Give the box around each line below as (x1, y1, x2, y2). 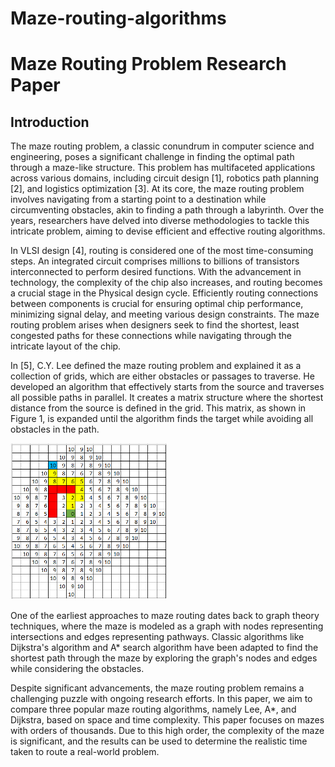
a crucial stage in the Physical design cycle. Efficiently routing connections (10, 287, 319, 299)
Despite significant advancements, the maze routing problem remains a (10, 682, 305, 694)
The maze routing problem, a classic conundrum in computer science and (10, 140, 315, 152)
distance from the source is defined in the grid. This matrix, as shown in (10, 402, 307, 414)
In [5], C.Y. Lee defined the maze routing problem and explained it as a (10, 360, 302, 372)
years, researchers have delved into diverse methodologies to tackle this (10, 215, 310, 227)
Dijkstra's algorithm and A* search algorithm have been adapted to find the (10, 642, 319, 654)
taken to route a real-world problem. (10, 746, 160, 758)
